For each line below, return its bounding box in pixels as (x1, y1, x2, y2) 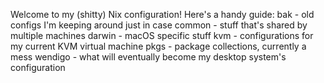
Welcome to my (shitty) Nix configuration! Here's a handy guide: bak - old (10, 9, 315, 20)
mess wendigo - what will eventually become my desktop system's (10, 51, 287, 63)
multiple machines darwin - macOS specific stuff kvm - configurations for (10, 30, 314, 41)
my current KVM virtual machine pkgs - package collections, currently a (10, 40, 307, 52)
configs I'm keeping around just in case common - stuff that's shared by (10, 19, 308, 31)
